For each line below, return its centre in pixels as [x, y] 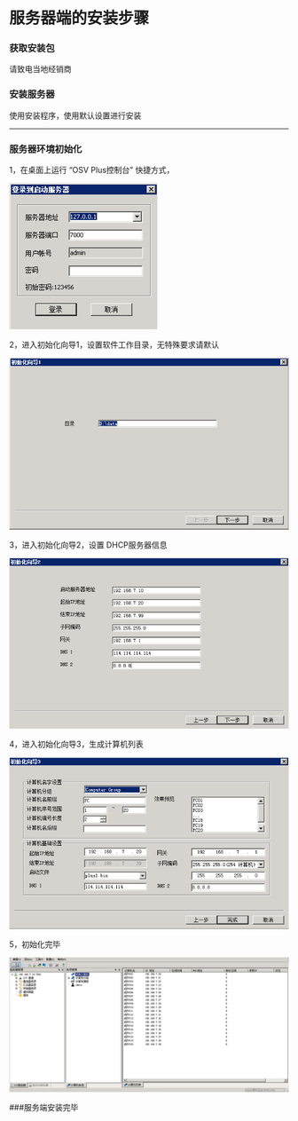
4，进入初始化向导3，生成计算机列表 [76, 744]
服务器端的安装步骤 [79, 18]
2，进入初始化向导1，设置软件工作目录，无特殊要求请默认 [114, 345]
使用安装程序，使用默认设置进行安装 [75, 115]
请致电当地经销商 [40, 69]
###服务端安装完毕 [44, 1108]
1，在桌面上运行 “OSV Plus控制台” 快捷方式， [92, 170]
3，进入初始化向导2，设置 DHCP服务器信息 [88, 545]
